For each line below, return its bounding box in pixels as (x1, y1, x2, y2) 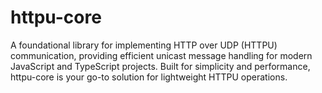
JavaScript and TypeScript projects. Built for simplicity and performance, (10, 60, 311, 72)
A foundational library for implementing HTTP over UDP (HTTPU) (10, 39, 278, 51)
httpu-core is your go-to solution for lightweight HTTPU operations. (10, 71, 288, 83)
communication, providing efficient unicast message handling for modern (10, 49, 313, 61)
